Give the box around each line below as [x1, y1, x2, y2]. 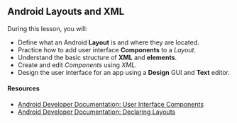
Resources [7, 84, 40, 93]
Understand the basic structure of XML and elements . [17, 53, 177, 61]
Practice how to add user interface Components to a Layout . [17, 45, 197, 54]
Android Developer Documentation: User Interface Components [17, 100, 204, 109]
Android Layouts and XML [7, 6, 125, 18]
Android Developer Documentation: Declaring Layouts [17, 107, 176, 116]
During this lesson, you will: [7, 24, 88, 33]
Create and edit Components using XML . [17, 60, 137, 69]
